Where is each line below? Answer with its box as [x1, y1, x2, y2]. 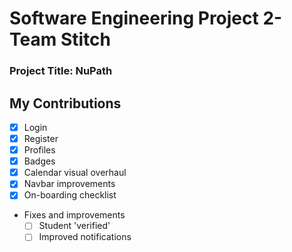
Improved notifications [38, 231, 132, 243]
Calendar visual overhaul [23, 167, 127, 179]
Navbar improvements [23, 178, 116, 190]
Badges [23, 155, 56, 167]
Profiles [23, 144, 56, 156]
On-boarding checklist [23, 189, 117, 201]
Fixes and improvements [23, 209, 126, 221]
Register [23, 132, 59, 144]
